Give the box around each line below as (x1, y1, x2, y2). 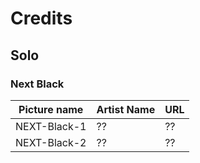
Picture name (18, 102, 84, 116)
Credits (10, 7, 73, 30)
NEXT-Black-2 (15, 135, 87, 149)
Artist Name (96, 102, 156, 116)
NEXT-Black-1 (15, 119, 87, 133)
